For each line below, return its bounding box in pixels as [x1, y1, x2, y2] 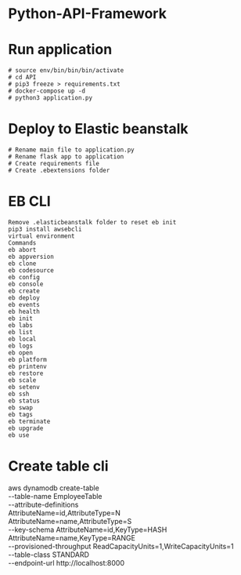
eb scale [8, 377, 37, 384]
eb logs [8, 342, 34, 350]
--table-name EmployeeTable [8, 491, 103, 500]
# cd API [8, 74, 37, 82]
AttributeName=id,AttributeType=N [8, 508, 121, 518]
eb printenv [8, 362, 47, 370]
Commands [8, 239, 37, 247]
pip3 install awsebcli [8, 225, 82, 233]
